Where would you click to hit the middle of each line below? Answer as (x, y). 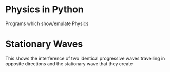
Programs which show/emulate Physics (47, 23)
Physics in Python (44, 9)
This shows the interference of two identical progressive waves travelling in (85, 58)
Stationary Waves (44, 44)
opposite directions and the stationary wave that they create (69, 64)
